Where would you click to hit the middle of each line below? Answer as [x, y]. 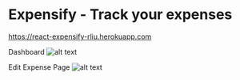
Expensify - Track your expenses [120, 15]
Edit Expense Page [39, 67]
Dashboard [27, 51]
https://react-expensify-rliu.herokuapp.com [80, 36]
